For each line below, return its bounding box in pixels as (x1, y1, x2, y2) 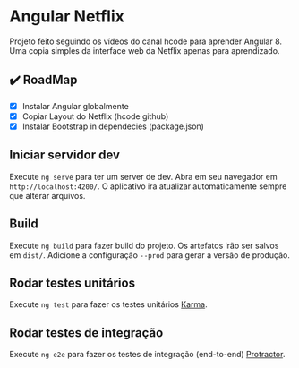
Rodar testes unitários (9, 275, 136, 290)
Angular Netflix (9, 6, 125, 27)
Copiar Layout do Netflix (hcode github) (21, 110, 169, 122)
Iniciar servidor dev (9, 148, 121, 163)
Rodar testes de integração (9, 325, 164, 340)
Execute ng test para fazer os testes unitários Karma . (9, 299, 208, 310)
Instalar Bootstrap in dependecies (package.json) (21, 121, 204, 132)
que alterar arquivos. (9, 190, 86, 201)
